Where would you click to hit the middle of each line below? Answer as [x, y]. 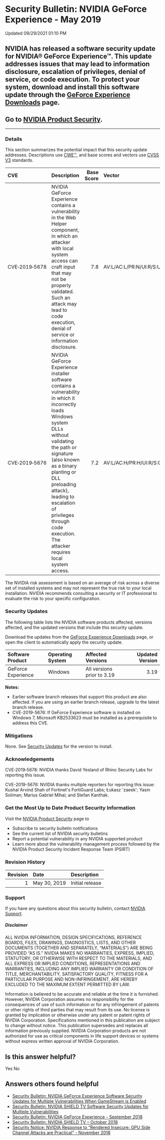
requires [61, 552]
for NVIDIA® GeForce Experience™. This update [79, 56]
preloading [64, 484]
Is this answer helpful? [41, 1056]
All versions [99, 669]
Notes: [12, 687]
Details [14, 139]
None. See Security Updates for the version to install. [59, 746]
